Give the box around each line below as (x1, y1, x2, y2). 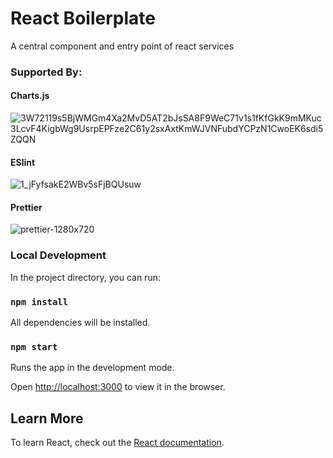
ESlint (10, 156, 36, 168)
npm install (10, 296, 69, 307)
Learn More (10, 410, 84, 427)
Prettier (10, 201, 43, 213)
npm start (10, 341, 58, 352)
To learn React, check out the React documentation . (10, 437, 225, 449)
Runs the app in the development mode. (10, 362, 175, 374)
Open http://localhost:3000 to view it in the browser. (10, 381, 226, 393)
